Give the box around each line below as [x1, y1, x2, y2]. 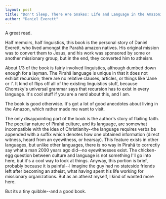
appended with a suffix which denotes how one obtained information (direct [5, 132, 160, 138]
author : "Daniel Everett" [5, 16, 58, 21]
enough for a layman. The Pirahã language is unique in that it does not [5, 70, 148, 76]
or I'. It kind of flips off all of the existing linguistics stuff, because [5, 81, 138, 87]
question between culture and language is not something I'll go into [14, 152, 152, 158]
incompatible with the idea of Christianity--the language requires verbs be [5, 126, 157, 132]
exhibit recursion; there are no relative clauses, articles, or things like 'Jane [5, 75, 157, 82]
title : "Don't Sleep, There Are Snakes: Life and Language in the [5, 12, 145, 17]
